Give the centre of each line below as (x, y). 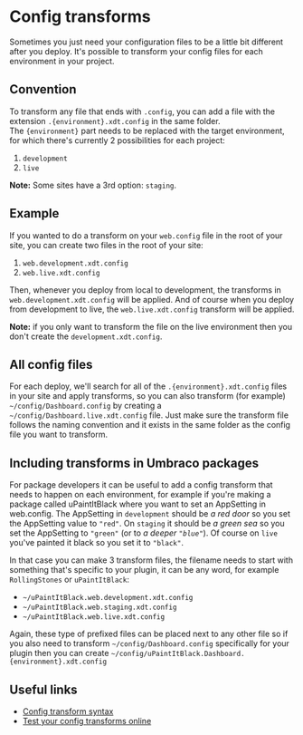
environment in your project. (62, 61)
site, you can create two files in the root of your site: (106, 245)
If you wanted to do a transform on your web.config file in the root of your (146, 235)
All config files (51, 364)
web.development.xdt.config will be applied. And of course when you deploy (152, 299)
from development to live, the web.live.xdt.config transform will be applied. (152, 309)
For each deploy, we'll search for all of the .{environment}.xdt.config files (148, 386)
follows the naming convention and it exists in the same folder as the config (150, 425)
